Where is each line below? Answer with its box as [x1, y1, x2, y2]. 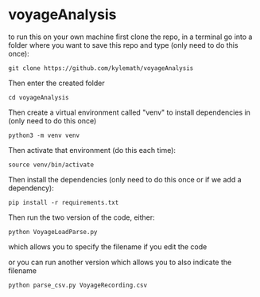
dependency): [8, 183, 54, 193]
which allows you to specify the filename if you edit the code [8, 241, 208, 252]
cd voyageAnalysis [8, 93, 69, 101]
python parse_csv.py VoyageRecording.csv [8, 281, 148, 289]
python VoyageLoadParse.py [8, 228, 98, 236]
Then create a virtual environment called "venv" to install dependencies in [8, 107, 250, 117]
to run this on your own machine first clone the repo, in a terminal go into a [8, 32, 253, 41]
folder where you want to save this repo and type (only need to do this [8, 40, 239, 49]
